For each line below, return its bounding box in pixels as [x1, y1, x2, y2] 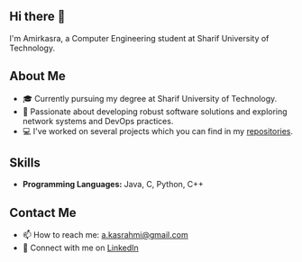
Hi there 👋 [9, 9, 66, 24]
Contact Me [9, 204, 77, 221]
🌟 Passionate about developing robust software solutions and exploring [22, 105, 288, 117]
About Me [9, 68, 66, 84]
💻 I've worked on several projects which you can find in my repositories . [22, 125, 294, 136]
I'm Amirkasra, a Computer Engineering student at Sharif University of [9, 32, 270, 43]
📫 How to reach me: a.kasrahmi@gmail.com [22, 230, 188, 240]
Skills [9, 155, 41, 171]
